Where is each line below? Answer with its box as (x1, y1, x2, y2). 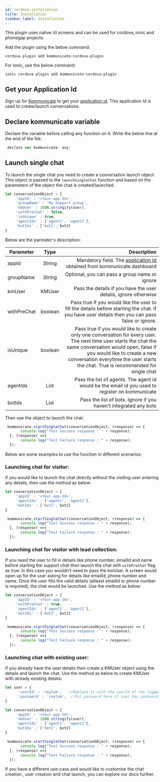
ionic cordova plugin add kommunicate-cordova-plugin (5, 72, 117, 77)
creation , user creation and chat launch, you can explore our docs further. (5, 771, 155, 777)
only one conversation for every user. (70, 331, 157, 338)
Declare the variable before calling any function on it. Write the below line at (5, 131, 158, 136)
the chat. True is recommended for (77, 362, 157, 368)
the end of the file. (5, 136, 42, 141)
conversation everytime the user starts (68, 356, 157, 363)
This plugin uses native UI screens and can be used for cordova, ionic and (5, 30, 154, 36)
